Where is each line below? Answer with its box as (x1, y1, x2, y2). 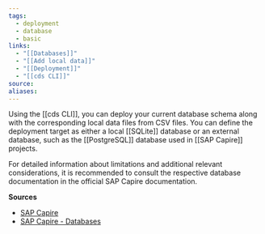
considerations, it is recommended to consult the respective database (8, 168, 241, 178)
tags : (8, 11, 27, 20)
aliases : (8, 87, 38, 96)
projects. (8, 143, 38, 154)
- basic (15, 34, 42, 43)
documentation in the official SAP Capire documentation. (8, 177, 198, 186)
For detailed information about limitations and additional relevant (8, 160, 223, 169)
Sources (8, 192, 38, 202)
